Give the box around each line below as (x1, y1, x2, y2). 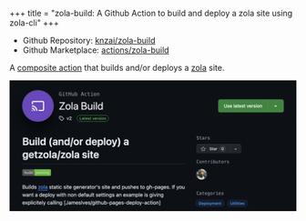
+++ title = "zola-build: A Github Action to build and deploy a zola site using (9, 8, 293, 18)
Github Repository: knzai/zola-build (22, 35, 156, 45)
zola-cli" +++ (9, 17, 59, 28)
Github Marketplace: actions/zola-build (22, 45, 170, 55)
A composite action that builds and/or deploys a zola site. (9, 63, 225, 73)
